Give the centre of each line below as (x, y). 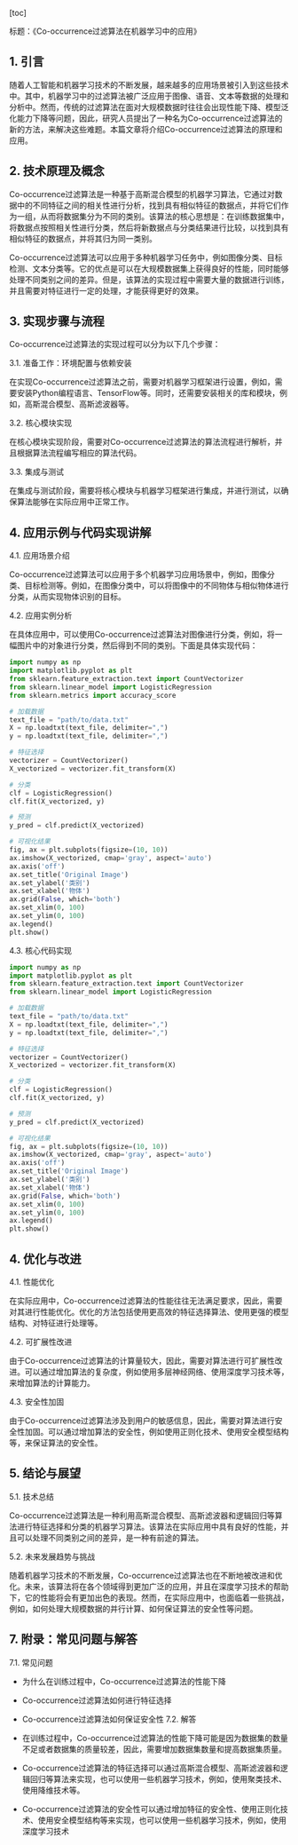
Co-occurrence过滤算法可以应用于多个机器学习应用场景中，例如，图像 (138, 574)
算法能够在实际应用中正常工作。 (75, 502)
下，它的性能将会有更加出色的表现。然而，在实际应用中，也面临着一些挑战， (149, 1597)
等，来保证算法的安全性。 (56, 1443)
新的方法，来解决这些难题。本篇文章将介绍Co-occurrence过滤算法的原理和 (146, 129)
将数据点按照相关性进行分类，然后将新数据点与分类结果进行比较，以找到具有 (149, 227)
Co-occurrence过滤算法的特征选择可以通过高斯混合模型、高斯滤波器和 (151, 1768)
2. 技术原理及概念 (57, 171)
